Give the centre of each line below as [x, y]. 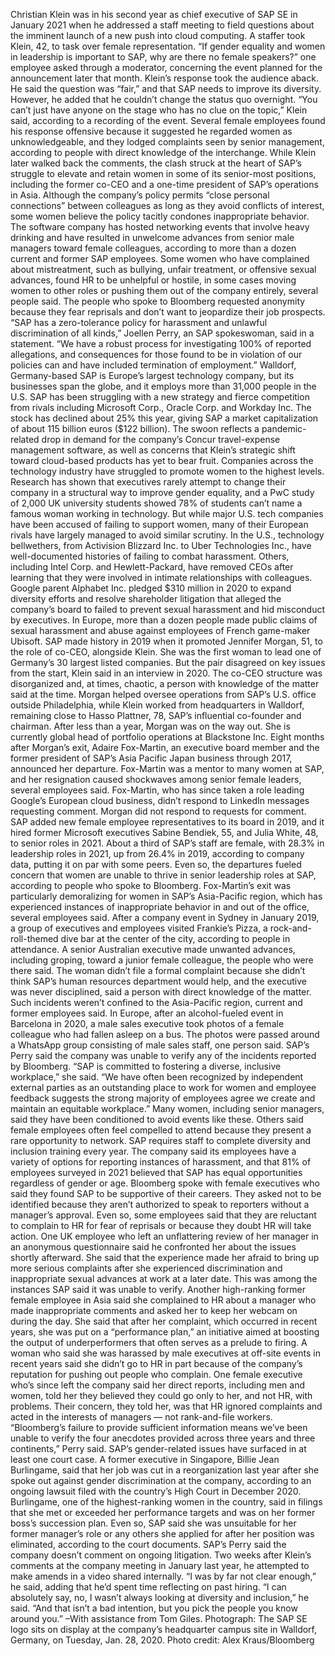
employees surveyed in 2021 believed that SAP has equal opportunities [156, 1172]
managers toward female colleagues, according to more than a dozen [153, 248]
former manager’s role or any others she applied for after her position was [162, 1533]
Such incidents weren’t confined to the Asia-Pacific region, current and [156, 1002]
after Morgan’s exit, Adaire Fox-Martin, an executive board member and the [165, 747]
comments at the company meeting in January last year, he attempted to [160, 1565]
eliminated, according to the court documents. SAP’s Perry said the [148, 1544]
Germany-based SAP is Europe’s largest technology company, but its [152, 375]
